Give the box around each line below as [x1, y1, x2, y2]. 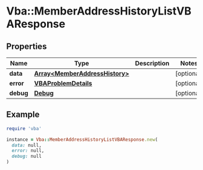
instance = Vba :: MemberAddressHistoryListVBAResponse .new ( [6, 136, 158, 143]
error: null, [11, 148, 45, 154]
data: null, [11, 142, 42, 148]
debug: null [11, 153, 42, 160]
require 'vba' [6, 125, 42, 131]
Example [6, 110, 40, 120]
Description [135, 59, 170, 67]
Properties [6, 41, 47, 51]
